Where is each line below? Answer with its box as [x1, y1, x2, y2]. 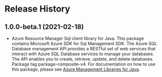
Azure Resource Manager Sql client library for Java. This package [11, 35, 144, 41]
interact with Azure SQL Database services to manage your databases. [11, 51, 154, 57]
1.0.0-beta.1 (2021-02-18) [4, 23, 84, 31]
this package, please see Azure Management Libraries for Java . [11, 66, 140, 72]
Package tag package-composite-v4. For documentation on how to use [11, 62, 156, 67]
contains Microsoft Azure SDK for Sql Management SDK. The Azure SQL [11, 41, 157, 46]
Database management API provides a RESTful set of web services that [11, 46, 156, 51]
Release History [4, 3, 70, 15]
